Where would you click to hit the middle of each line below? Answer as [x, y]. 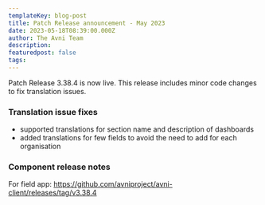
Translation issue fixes [53, 112]
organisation [40, 146]
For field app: [30, 184]
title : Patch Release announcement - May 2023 [87, 23]
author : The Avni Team [46, 38]
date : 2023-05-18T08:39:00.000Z [62, 30]
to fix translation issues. [47, 91]
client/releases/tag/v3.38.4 [53, 193]
